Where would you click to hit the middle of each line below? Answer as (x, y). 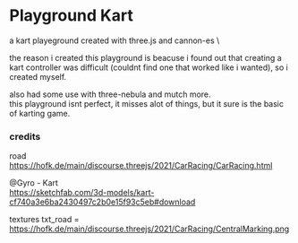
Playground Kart (72, 16)
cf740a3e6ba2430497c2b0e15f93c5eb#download (102, 202)
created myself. (38, 76)
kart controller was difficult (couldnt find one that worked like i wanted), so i (149, 67)
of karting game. (40, 113)
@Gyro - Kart (34, 183)
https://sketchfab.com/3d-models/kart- (82, 193)
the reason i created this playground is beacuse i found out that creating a (145, 57)
